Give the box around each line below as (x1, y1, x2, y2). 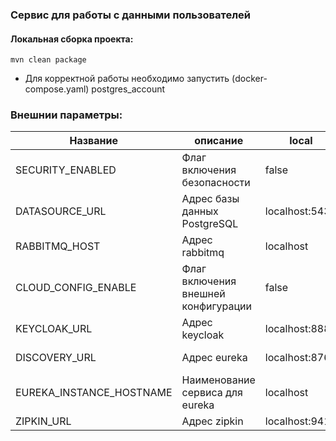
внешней (181, 287, 226, 301)
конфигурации (181, 299, 253, 313)
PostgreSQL (181, 217, 239, 231)
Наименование (181, 373, 256, 387)
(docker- (231, 73, 268, 85)
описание (194, 134, 244, 148)
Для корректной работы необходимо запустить (24, 73, 230, 85)
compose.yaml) (24, 83, 90, 95)
